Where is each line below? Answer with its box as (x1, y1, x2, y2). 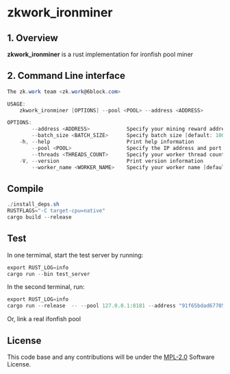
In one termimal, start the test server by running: (7, 251, 144, 259)
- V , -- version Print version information (19, 158, 204, 164)
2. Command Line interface (7, 70, 125, 82)
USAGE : (7, 101, 26, 108)
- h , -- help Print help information (19, 138, 194, 145)
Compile (7, 183, 44, 195)
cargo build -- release (7, 214, 72, 221)
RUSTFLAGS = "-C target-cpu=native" (7, 208, 106, 214)
